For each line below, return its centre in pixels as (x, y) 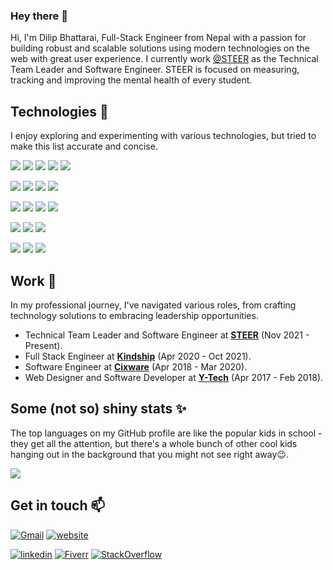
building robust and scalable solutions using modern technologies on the (160, 48)
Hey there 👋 (39, 16)
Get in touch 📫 (58, 505)
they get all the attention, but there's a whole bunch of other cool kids (154, 443)
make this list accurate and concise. (84, 146)
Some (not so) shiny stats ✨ (98, 409)
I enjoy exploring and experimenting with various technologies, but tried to (163, 136)
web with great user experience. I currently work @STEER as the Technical (164, 59)
